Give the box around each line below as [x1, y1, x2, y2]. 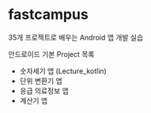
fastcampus [8, 6, 89, 24]
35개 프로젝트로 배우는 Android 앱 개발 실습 [8, 32, 144, 42]
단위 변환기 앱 [19, 76, 62, 85]
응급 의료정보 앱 [19, 85, 69, 96]
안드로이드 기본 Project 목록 [8, 49, 95, 58]
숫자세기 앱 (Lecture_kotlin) [19, 66, 107, 76]
